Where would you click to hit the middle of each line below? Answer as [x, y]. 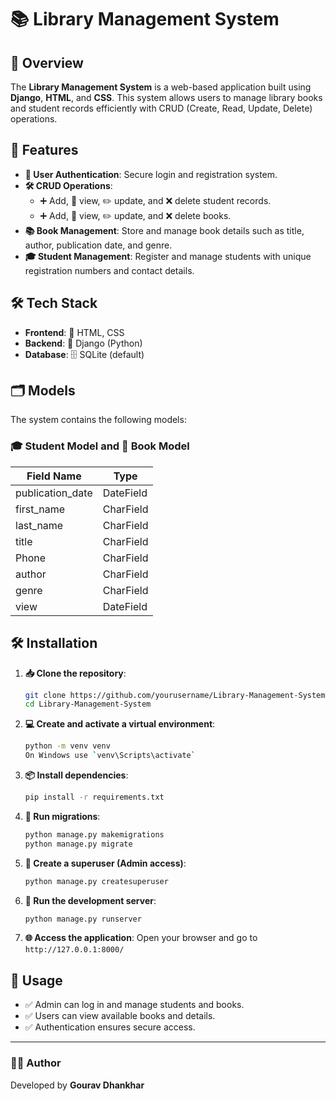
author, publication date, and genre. [98, 245]
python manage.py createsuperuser [96, 881]
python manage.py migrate [78, 844]
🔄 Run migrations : [62, 816]
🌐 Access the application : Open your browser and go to [141, 938]
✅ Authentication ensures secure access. [110, 1027]
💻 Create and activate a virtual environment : [120, 724]
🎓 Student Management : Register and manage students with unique [168, 256]
